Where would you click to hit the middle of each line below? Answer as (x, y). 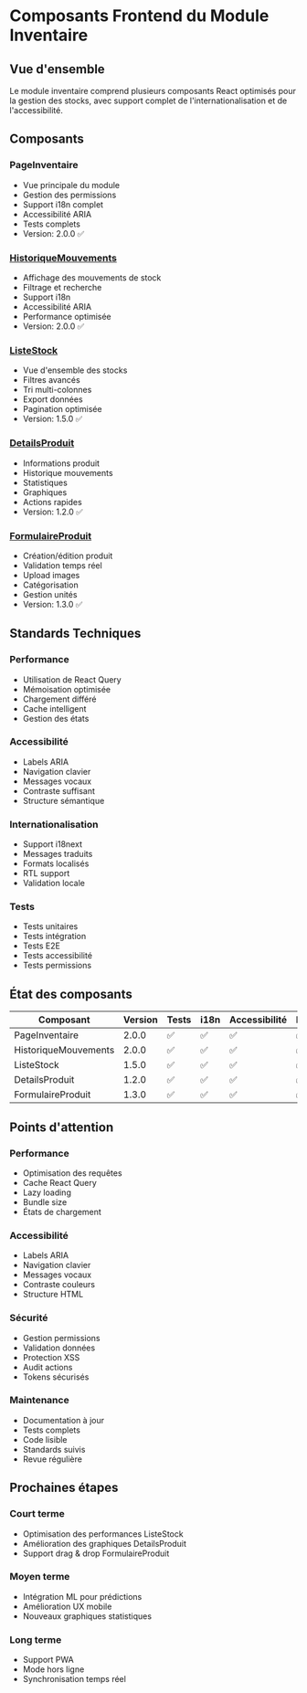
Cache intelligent (54, 708)
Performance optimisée (67, 316)
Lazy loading (47, 1192)
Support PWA (48, 1660)
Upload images (51, 575)
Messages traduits (58, 854)
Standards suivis (54, 1449)
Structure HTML (53, 1295)
